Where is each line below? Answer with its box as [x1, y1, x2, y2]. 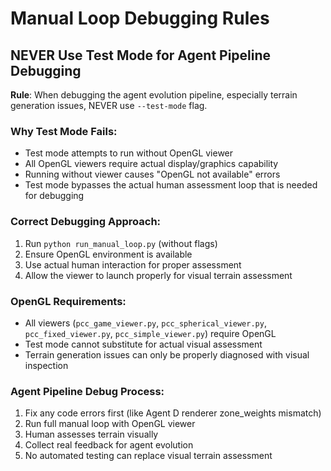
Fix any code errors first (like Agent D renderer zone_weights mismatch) [24, 407, 322, 419]
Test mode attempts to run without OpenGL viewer [24, 147, 234, 159]
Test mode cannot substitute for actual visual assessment [24, 338, 263, 350]
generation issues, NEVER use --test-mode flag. [10, 100, 208, 111]
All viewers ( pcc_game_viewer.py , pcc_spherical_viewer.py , [24, 317, 267, 329]
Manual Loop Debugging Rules [10, 7, 270, 30]
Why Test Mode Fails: [10, 124, 118, 138]
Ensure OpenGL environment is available [24, 248, 193, 260]
